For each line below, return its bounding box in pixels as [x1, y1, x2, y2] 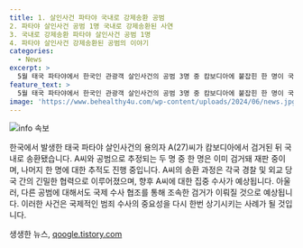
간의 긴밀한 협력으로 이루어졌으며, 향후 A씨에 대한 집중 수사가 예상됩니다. [18, 176, 275, 187]
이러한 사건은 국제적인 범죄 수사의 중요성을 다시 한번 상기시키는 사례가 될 [21, 198, 277, 209]
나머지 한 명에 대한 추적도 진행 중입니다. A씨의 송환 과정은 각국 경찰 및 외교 [21, 164, 284, 176]
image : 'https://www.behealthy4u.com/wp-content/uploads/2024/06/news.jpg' [9, 96, 300, 106]
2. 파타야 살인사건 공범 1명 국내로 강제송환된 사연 [9, 22, 174, 31]
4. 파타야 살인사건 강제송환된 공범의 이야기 [9, 38, 150, 48]
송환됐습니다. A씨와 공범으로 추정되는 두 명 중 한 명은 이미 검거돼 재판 [25, 153, 270, 164]
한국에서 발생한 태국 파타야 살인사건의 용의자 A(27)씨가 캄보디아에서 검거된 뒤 [9, 142, 282, 153]
